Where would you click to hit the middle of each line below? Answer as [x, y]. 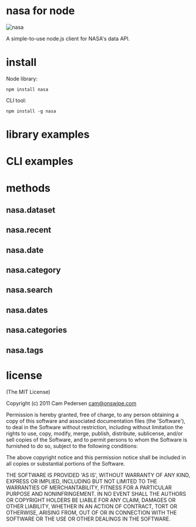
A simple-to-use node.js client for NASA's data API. [68, 38]
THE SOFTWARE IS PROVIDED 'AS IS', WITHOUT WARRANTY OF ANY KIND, [98, 475]
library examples [48, 135]
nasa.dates [27, 310]
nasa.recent [29, 230]
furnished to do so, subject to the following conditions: [72, 446]
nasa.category [33, 270]
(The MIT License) [28, 392]
